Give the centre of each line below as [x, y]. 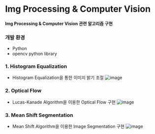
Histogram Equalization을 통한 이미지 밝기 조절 [58, 78]
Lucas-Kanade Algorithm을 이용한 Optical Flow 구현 [64, 102]
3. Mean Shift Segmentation [39, 115]
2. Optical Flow [23, 91]
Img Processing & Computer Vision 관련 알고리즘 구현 [59, 24]
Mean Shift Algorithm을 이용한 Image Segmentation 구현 [68, 126]
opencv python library [35, 54]
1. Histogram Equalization [36, 66]
